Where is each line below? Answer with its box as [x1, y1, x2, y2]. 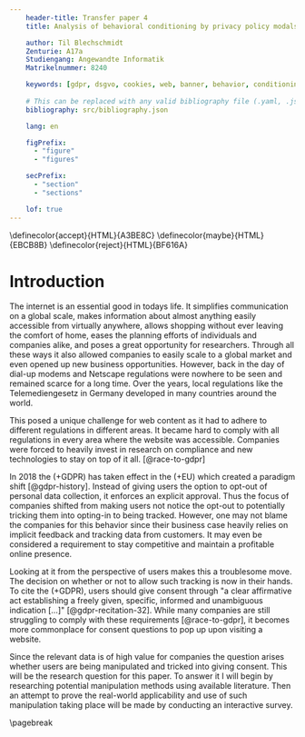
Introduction [9, 271, 105, 292]
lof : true [25, 204, 64, 214]
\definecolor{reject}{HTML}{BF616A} [49, 239, 189, 250]
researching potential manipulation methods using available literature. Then [9, 681, 291, 692]
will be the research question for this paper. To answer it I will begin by [9, 671, 274, 682]
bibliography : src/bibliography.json [25, 105, 169, 115]
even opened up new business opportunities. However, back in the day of [9, 359, 285, 370]
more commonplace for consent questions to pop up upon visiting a [9, 624, 263, 635]
